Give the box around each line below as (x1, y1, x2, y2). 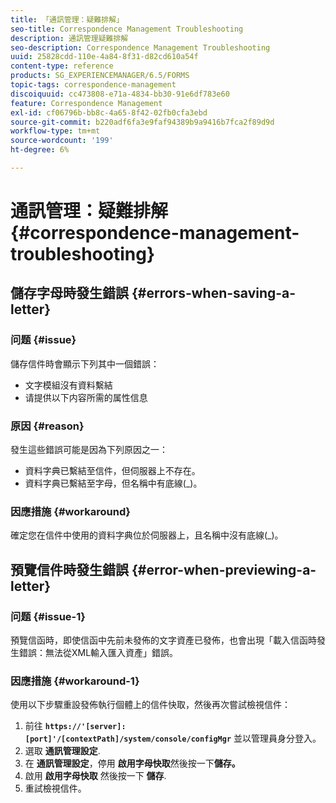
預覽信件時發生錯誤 (10, 561, 129, 578)
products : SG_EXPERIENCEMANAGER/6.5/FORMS (10, 71, 190, 81)
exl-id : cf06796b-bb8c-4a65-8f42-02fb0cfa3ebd (10, 107, 208, 118)
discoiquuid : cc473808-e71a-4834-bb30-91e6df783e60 (10, 89, 230, 99)
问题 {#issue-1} (10, 609, 86, 623)
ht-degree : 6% (10, 145, 70, 155)
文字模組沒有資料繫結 (24, 379, 113, 391)
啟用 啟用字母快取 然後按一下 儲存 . (24, 770, 167, 782)
